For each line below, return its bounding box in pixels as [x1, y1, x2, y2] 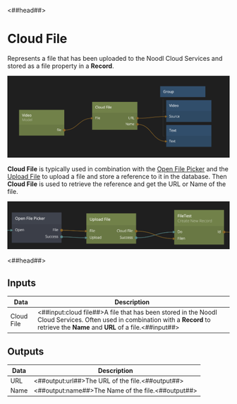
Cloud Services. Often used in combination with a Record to [37, 316, 211, 324]
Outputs [7, 345, 44, 357]
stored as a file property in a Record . [7, 62, 114, 70]
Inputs [7, 277, 37, 289]
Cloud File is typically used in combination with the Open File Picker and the [7, 164, 229, 173]
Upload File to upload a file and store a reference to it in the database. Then [7, 172, 227, 180]
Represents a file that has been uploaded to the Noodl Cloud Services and [7, 54, 223, 62]
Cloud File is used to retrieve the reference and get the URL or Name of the [7, 180, 226, 188]
